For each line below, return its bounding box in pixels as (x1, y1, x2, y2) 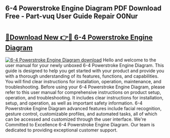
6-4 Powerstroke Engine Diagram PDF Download (5, 4, 162, 13)
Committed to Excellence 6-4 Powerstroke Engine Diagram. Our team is (5, 122, 155, 127)
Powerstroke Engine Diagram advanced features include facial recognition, (5, 106, 162, 111)
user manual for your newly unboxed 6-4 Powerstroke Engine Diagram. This (5, 62, 164, 68)
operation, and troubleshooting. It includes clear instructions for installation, (5, 95, 164, 100)
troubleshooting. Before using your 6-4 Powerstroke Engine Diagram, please (5, 84, 165, 90)
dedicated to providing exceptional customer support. (5, 127, 118, 133)
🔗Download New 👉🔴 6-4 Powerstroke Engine (5, 33, 153, 42)
